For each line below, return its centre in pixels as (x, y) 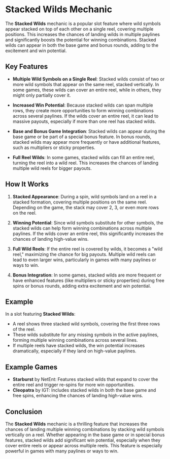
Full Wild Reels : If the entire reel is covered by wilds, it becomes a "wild (88, 249)
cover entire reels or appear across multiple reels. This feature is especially (84, 445)
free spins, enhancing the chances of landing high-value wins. (78, 396)
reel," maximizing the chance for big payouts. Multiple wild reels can (84, 254)
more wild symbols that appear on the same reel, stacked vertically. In (86, 84)
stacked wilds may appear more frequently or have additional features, (87, 142)
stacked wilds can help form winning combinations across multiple (82, 228)
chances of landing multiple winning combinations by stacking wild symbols (85, 429)
